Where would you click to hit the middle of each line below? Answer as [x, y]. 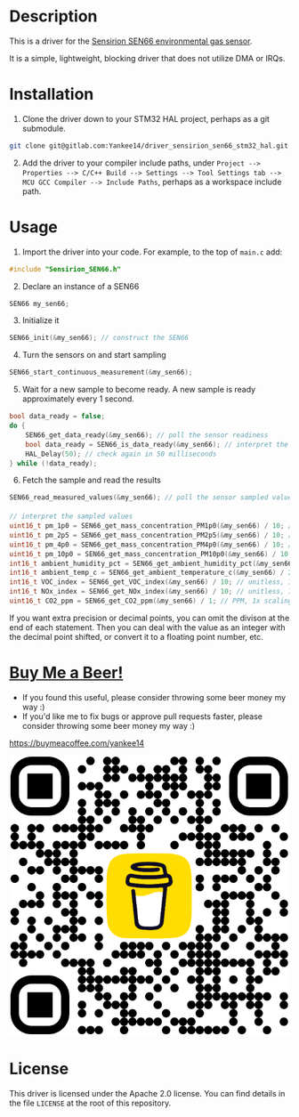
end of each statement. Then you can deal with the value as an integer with [147, 627]
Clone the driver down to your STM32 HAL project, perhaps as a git [145, 118]
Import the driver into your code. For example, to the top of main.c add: [152, 252]
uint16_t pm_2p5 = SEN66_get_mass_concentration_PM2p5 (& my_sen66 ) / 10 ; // [153, 535]
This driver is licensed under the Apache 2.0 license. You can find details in [147, 1093]
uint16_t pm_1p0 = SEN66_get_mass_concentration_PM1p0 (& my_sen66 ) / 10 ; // [153, 526]
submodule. [44, 128]
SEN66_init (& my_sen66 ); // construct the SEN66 [99, 338]
